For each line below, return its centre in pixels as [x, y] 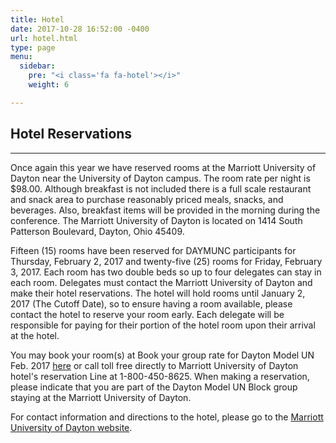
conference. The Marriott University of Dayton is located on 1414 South [156, 220]
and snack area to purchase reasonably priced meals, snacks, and [147, 199]
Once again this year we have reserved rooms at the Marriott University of [163, 167]
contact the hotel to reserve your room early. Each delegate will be [147, 314]
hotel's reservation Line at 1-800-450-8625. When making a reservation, [160, 376]
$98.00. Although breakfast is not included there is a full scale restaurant [161, 188]
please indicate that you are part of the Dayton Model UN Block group [154, 387]
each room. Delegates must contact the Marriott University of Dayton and [161, 282]
